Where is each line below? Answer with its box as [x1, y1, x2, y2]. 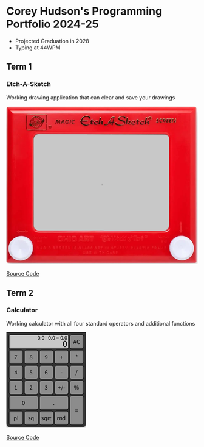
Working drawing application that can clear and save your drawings [6, 93, 175, 101]
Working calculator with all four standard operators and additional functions [6, 320, 195, 327]
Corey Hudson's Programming [6, 4, 163, 18]
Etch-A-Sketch [6, 80, 52, 88]
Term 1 [6, 62, 32, 72]
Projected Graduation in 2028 [15, 37, 89, 45]
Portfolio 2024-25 [6, 17, 99, 31]
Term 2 [6, 288, 33, 298]
